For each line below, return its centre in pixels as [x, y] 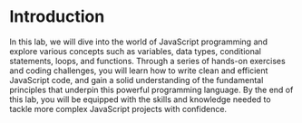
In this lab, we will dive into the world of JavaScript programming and [139, 42]
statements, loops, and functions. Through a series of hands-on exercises [147, 61]
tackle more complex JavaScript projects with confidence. [118, 109]
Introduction [57, 17]
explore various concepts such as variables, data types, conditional [135, 51]
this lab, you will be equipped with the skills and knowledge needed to [140, 99]
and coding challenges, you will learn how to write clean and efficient [139, 71]
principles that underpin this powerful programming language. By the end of [151, 90]
